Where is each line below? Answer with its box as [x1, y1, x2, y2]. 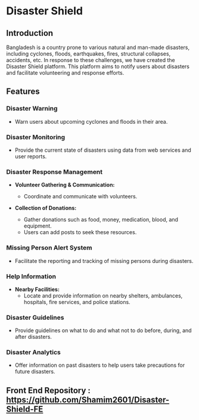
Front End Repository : [6, 385, 91, 396]
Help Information [6, 272, 57, 280]
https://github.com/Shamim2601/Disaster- [6, 394, 170, 404]
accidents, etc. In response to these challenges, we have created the [6, 57, 175, 63]
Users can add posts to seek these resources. [23, 229, 137, 236]
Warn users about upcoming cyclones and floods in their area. [14, 118, 168, 125]
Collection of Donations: [14, 204, 77, 211]
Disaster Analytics [6, 348, 61, 357]
